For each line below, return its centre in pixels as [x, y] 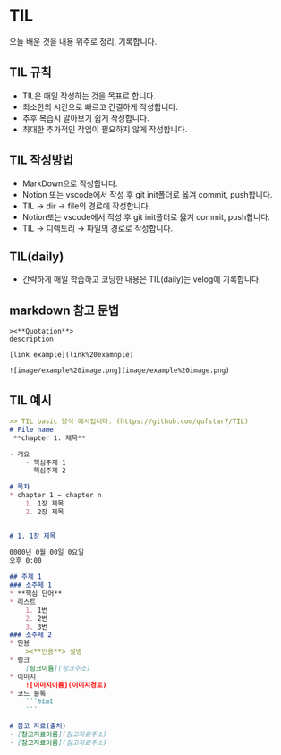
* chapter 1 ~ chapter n [55, 496]
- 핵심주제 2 [46, 471]
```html [39, 702]
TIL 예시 [30, 400]
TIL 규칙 [30, 72]
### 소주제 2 [30, 635]
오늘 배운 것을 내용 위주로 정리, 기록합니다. [83, 41]
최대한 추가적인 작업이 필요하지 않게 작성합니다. [105, 129]
